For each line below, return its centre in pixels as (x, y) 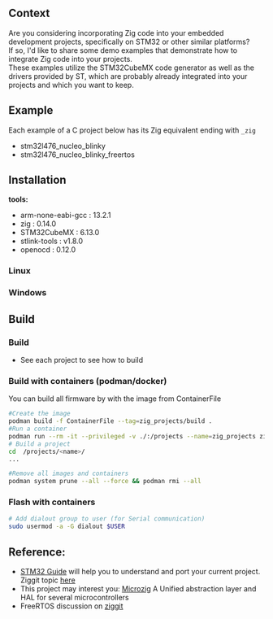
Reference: (37, 552)
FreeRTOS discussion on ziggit (71, 606)
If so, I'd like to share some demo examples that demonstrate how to (123, 50)
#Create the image (39, 414)
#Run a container (38, 429)
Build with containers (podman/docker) (88, 381)
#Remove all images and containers (69, 474)
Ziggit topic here (48, 580)
